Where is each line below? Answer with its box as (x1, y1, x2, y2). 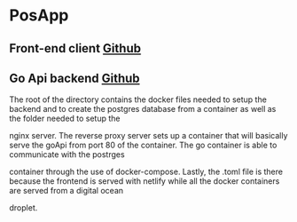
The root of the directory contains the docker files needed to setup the (9, 94, 268, 105)
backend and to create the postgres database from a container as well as (9, 104, 277, 115)
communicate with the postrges (9, 149, 126, 160)
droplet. (9, 202, 38, 213)
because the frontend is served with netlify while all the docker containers (9, 176, 280, 186)
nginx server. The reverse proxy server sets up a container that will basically (9, 131, 288, 141)
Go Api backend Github (9, 70, 140, 85)
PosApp (9, 5, 69, 26)
